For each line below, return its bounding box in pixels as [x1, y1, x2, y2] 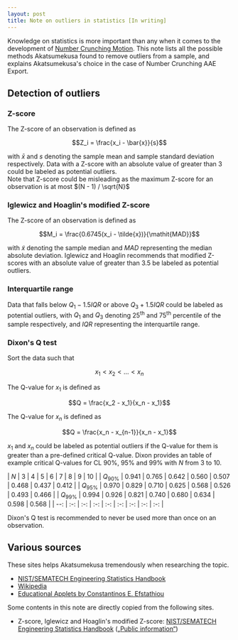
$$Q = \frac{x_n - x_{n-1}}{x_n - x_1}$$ [62, 428, 177, 436]
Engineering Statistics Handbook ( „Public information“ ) [17, 624, 179, 633]
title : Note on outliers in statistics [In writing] [7, 17, 167, 24]
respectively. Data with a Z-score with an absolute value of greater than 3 [7, 160, 222, 168]
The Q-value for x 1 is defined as [7, 383, 101, 393]
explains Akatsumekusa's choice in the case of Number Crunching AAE [7, 59, 217, 67]
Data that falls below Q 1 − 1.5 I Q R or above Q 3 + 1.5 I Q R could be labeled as [7, 300, 224, 310]
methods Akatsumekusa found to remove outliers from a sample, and [7, 51, 210, 60]
